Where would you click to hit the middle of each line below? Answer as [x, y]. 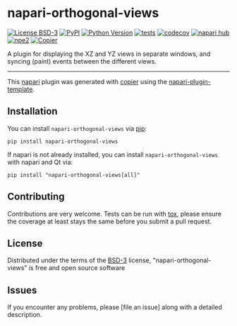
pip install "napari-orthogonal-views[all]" [74, 175]
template [20, 89]
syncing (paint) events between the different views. [82, 61]
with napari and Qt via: [40, 162]
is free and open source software [77, 268]
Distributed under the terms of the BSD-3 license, [79, 260]
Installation [32, 111]
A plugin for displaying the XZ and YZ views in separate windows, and [109, 54]
